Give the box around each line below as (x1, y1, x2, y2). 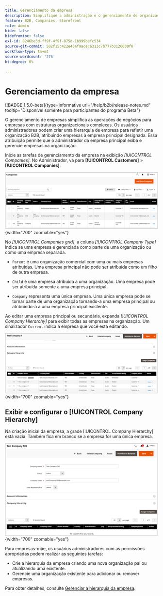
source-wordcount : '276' (5, 54, 55, 59)
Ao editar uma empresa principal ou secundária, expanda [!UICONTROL (5, 313, 149, 319)
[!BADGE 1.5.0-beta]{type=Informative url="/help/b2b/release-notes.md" (5, 102, 151, 108)
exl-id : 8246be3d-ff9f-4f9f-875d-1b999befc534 (5, 39, 101, 44)
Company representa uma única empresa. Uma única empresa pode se (12, 293, 151, 299)
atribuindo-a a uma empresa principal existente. (12, 304, 108, 310)
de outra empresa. (12, 269, 49, 275)
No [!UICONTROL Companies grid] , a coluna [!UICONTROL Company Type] (5, 239, 156, 245)
